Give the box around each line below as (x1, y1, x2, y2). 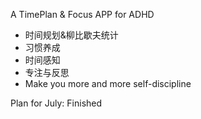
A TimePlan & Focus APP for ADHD (10, 9, 155, 20)
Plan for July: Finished (10, 97, 103, 109)
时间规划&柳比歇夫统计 (24, 29, 119, 41)
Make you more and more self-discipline (24, 78, 192, 89)
